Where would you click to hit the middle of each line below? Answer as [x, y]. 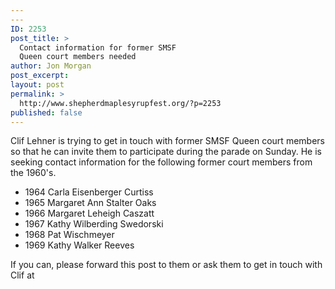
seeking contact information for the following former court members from [161, 162]
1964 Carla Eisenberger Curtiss [89, 192]
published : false [46, 112]
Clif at [22, 275]
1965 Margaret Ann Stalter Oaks [90, 203]
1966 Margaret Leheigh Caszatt [89, 213]
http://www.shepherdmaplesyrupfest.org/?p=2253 [120, 103]
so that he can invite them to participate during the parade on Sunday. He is [166, 152]
